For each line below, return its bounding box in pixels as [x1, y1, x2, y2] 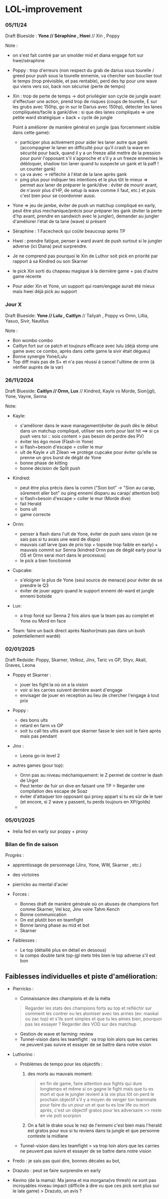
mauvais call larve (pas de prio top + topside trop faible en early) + [20, 542, 158, 548]
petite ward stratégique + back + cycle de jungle [12, 115, 113, 121]
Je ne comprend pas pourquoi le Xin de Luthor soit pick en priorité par [12, 253, 158, 259]
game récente [12, 273, 42, 279]
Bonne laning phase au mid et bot [20, 922, 90, 928]
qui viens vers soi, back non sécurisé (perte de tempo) [12, 83, 126, 89]
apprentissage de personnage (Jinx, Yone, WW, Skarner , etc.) [12, 862, 142, 868]
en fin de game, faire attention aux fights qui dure [40, 1080, 142, 1086]
